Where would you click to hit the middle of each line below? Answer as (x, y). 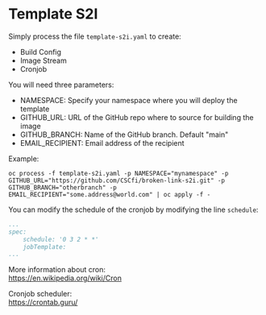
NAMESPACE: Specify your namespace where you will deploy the (129, 100)
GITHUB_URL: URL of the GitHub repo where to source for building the (137, 117)
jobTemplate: (45, 247)
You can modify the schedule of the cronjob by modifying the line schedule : (133, 209)
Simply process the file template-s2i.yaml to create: (95, 36)
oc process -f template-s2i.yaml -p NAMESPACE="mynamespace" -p (118, 173)
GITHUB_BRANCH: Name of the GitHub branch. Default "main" (124, 135)
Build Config (41, 52)
